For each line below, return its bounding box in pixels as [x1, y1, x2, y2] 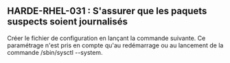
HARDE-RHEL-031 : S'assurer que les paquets [7, 5, 207, 17]
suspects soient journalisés [7, 16, 128, 28]
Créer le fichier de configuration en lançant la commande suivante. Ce [7, 34, 206, 42]
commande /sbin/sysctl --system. [7, 48, 103, 56]
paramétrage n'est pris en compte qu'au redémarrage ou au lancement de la [7, 41, 224, 49]
